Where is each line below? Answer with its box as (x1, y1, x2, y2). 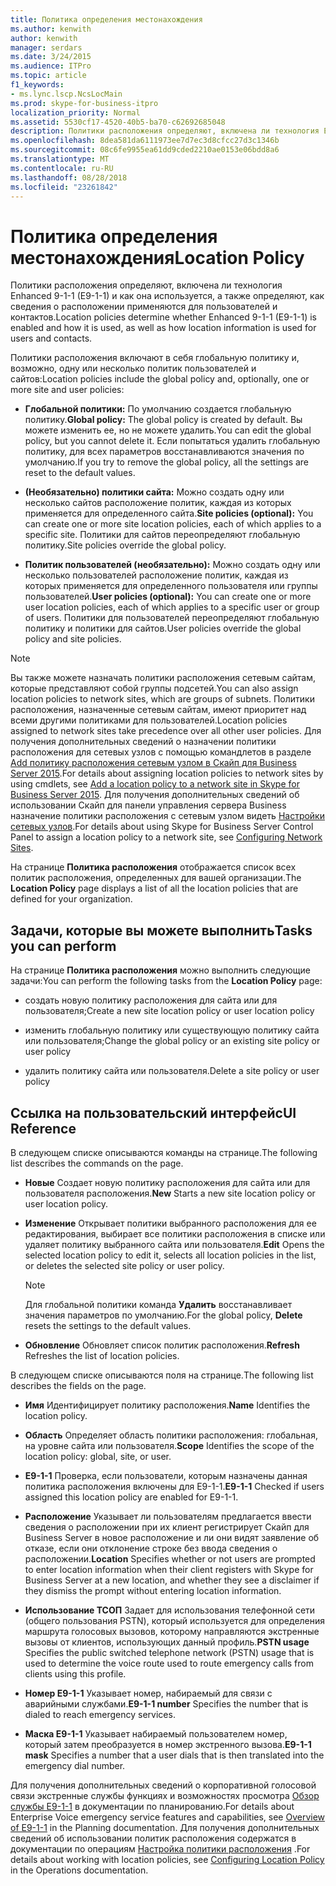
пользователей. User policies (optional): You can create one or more (24, 591, 312, 603)
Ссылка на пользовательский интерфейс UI (10, 1104, 297, 1121)
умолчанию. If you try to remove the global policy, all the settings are (24, 456, 310, 468)
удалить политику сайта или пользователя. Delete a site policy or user (24, 1065, 320, 1077)
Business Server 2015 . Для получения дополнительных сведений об (10, 789, 300, 801)
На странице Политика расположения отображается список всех (10, 861, 297, 873)
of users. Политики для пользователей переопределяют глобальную (24, 612, 320, 624)
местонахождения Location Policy (10, 246, 305, 269)
